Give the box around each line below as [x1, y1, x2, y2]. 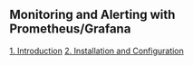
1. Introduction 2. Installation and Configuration [9, 45, 184, 56]
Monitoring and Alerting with [9, 7, 176, 23]
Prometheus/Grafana [9, 22, 131, 37]
